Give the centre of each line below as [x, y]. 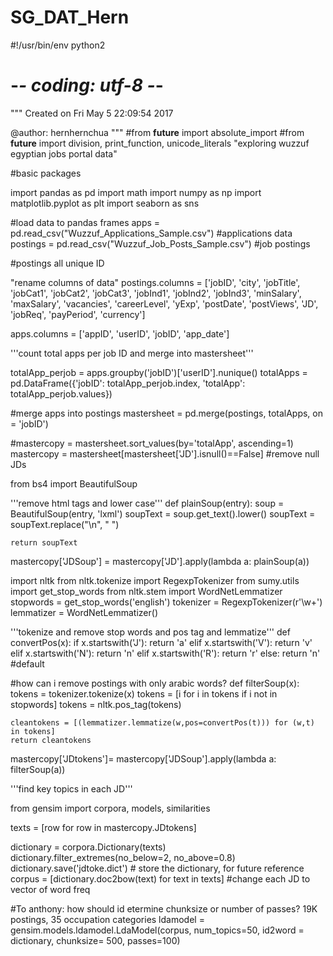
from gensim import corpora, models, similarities [110, 808]
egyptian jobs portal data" [64, 153]
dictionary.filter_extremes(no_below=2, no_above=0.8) [123, 857]
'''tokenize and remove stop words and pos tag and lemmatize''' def [150, 632]
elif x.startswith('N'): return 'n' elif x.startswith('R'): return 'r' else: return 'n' [165, 653]
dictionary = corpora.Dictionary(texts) [88, 847]
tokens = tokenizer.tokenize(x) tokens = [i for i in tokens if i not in [144, 693]
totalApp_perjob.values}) [61, 393]
